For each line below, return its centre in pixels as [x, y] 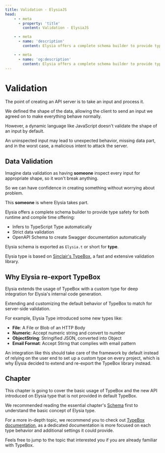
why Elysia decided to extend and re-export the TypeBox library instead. [78, 363]
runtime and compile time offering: [40, 217]
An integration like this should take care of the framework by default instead [82, 353]
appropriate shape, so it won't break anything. [52, 178]
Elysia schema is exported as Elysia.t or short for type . [62, 247]
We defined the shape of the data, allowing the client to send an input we [79, 111]
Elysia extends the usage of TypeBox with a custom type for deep [72, 289]
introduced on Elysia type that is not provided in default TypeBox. [71, 396]
